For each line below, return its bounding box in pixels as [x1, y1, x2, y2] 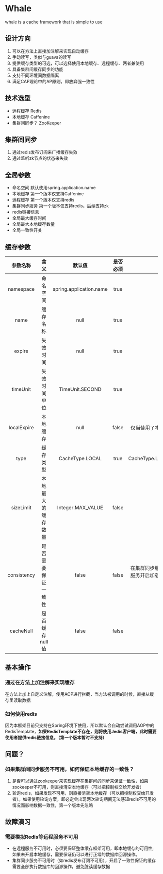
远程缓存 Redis [12, 108, 42, 114]
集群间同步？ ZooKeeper [12, 120, 62, 126]
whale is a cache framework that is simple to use [5, 19, 103, 25]
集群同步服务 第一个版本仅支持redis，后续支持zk [12, 203, 109, 209]
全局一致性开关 [12, 227, 42, 233]
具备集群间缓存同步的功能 [12, 66, 64, 72]
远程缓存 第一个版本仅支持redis [12, 197, 75, 203]
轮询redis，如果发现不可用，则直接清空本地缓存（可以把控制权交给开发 [12, 790, 154, 796]
